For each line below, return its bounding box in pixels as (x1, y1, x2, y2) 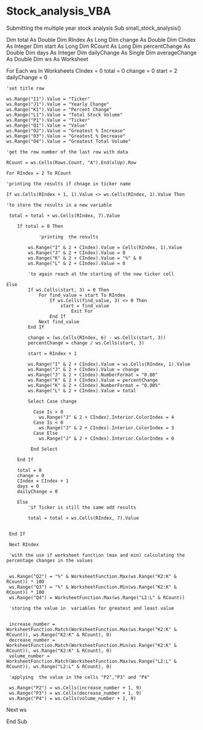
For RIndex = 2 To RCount (6, 170, 71, 176)
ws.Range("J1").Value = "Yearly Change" (6, 101, 110, 107)
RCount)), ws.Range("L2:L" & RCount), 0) (6, 663, 112, 669)
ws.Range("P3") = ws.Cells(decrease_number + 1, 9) (8, 690, 142, 696)
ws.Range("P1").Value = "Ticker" (6, 117, 91, 123)
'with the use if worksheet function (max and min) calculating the (8, 552, 185, 558)
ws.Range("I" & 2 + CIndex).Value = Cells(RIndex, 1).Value (28, 244, 182, 250)
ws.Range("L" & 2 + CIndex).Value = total (28, 387, 137, 393)
